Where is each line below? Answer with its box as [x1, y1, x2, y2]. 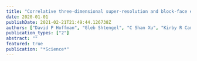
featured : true [6, 41, 43, 47]
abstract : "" [6, 35, 38, 41]
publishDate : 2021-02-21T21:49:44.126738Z [6, 19, 111, 25]
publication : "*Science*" [6, 46, 69, 52]
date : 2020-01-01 [6, 14, 49, 20]
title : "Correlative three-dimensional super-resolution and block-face [6, 8, 188, 15]
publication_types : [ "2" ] [6, 30, 69, 36]
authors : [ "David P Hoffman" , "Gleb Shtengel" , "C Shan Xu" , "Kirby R [6, 24, 182, 31]
